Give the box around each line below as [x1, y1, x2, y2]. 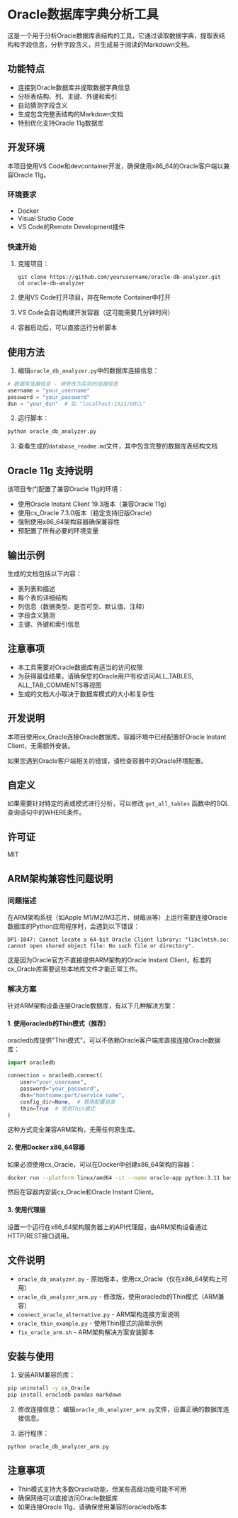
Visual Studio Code [17, 214, 74, 222]
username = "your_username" [7, 387, 91, 394]
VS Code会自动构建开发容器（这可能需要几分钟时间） [17, 308, 174, 317]
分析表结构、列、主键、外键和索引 [17, 92, 118, 100]
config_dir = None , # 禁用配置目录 [20, 1098, 115, 1106]
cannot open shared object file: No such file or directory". [7, 942, 195, 950]
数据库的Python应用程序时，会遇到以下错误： [7, 922, 140, 930]
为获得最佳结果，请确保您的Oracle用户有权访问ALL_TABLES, [17, 671, 194, 680]
